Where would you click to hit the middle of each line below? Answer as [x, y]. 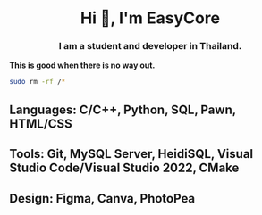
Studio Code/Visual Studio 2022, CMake [124, 168]
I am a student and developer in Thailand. [150, 46]
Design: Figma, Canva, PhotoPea [102, 198]
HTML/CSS [41, 124]
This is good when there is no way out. [82, 65]
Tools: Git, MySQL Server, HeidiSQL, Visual [131, 154]
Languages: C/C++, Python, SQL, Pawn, [123, 109]
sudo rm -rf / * [38, 82]
